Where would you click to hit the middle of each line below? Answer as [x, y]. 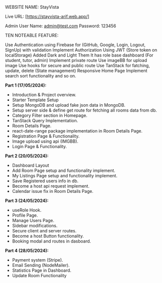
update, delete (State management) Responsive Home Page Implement [76, 71]
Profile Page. [25, 215]
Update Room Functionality [39, 275]
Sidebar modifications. [35, 226]
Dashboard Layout [31, 165]
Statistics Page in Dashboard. [42, 270]
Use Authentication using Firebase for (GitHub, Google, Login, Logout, [75, 45]
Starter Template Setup [35, 100]
